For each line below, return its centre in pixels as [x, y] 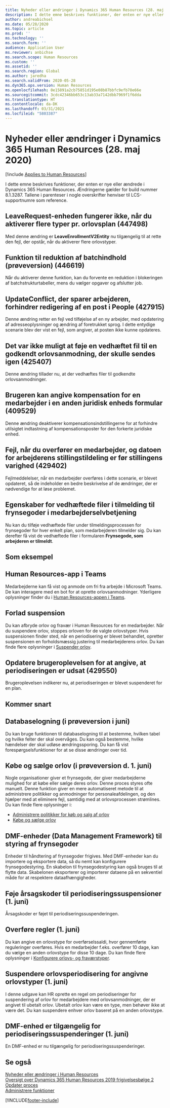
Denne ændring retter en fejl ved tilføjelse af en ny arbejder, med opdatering [85, 319]
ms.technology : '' [25, 39]
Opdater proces [22, 1085]
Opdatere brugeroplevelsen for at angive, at [76, 663]
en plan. [14, 688]
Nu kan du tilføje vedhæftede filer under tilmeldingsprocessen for [73, 525]
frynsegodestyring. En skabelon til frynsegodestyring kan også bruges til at [84, 867]
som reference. [52, 200]
